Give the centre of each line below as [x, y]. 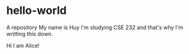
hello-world [37, 11]
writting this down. [30, 33]
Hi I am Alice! [23, 46]
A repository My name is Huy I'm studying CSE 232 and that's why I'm [95, 27]
